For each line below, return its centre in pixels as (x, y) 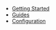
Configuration (29, 21)
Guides (21, 15)
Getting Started (30, 9)
